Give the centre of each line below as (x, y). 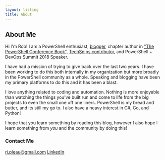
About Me (21, 35)
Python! (13, 113)
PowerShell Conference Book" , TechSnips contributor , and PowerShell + (79, 52)
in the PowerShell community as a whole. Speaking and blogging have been (82, 77)
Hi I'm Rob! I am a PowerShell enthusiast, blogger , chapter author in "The (80, 46)
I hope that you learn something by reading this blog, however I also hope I (81, 123)
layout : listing (22, 10)
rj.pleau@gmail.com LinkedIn (35, 152)
